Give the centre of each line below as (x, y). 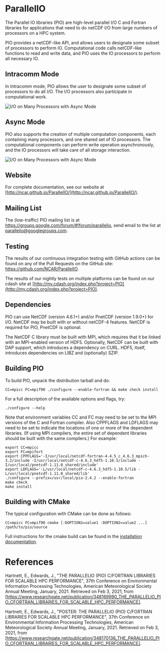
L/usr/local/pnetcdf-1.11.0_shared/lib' (48, 473)
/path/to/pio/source (27, 527)
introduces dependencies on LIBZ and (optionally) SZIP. (62, 353)
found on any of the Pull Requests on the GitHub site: (59, 264)
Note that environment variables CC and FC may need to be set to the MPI (81, 417)
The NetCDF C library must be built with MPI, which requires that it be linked (83, 337)
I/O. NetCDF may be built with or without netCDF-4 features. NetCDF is (78, 322)
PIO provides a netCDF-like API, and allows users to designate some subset (82, 42)
